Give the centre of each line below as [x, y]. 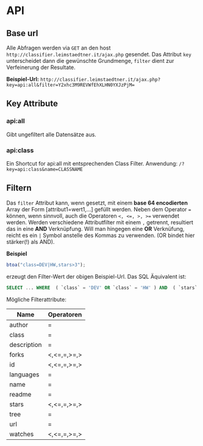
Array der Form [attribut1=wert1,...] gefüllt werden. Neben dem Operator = [99, 209]
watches [22, 434]
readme [20, 394]
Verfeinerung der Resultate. [41, 67]
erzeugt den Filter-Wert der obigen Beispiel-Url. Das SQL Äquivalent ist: [96, 276]
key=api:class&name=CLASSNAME [45, 169]
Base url [22, 33]
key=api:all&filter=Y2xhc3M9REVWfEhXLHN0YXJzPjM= [71, 85]
